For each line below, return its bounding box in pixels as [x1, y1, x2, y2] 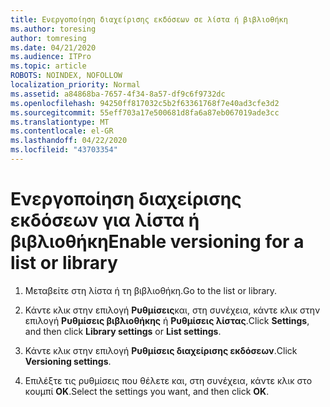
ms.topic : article [10, 61, 87, 71]
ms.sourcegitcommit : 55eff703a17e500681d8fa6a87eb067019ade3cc [10, 107, 280, 118]
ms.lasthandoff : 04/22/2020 [10, 136, 128, 146]
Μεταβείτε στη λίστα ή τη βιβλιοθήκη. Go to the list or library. [24, 284, 278, 296]
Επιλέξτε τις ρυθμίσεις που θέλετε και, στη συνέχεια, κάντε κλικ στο [24, 374, 313, 386]
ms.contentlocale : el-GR [10, 126, 114, 136]
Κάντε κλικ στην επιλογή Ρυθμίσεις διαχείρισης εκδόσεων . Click [24, 344, 298, 356]
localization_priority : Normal [10, 80, 141, 90]
